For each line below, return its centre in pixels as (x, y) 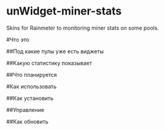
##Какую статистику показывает (49, 63)
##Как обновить (27, 122)
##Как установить (30, 98)
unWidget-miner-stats (64, 11)
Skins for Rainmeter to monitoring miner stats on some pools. (83, 28)
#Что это (18, 39)
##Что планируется (32, 74)
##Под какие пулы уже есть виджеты (55, 51)
